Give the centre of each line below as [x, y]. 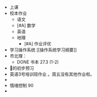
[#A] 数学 [26, 25]
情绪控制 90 [22, 85]
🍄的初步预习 [22, 68]
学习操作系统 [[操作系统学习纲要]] [43, 50]
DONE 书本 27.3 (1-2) [38, 62]
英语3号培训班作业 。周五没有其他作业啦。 [52, 74]
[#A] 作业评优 [38, 44]
